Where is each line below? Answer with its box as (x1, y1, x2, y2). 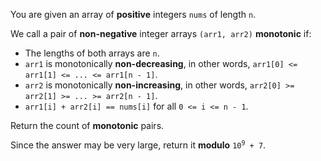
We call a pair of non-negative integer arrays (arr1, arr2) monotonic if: (10, 28, 312, 39)
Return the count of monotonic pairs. (10, 120, 165, 131)
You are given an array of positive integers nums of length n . (10, 9, 257, 20)
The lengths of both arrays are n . (24, 47, 160, 59)
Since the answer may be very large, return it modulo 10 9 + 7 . (10, 139, 267, 151)
